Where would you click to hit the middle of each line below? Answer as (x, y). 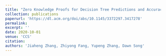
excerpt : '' (17, 28)
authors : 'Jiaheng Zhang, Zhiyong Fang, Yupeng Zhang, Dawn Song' (75, 46)
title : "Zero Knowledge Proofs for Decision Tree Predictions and (75, 9)
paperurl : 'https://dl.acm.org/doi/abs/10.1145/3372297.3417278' (74, 19)
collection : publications (32, 14)
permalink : (16, 23)
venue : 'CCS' (19, 37)
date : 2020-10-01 (23, 32)
